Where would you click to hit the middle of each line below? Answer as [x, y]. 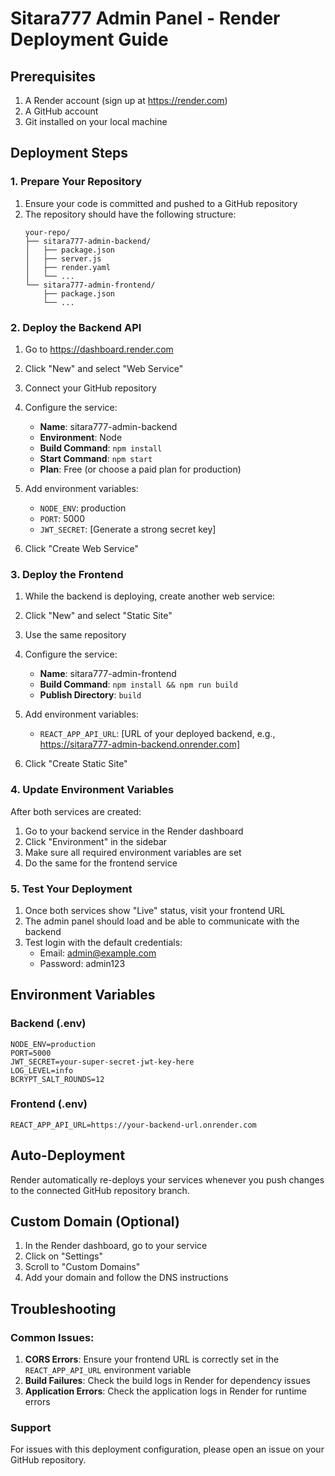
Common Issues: [52, 1337]
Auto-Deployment [68, 1155]
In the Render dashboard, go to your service [116, 1246]
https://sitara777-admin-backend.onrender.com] [140, 744]
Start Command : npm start [96, 458]
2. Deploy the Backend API [76, 327]
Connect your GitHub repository [90, 388]
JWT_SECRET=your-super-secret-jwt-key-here [102, 1062]
